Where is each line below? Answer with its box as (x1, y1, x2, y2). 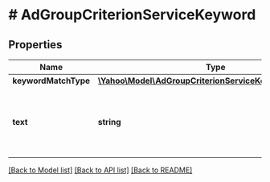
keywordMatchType (12, 75, 91, 86)
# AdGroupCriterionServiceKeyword (8, 6, 256, 24)
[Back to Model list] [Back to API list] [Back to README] (8, 165, 193, 175)
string (97, 117, 122, 127)
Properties (8, 38, 63, 52)
